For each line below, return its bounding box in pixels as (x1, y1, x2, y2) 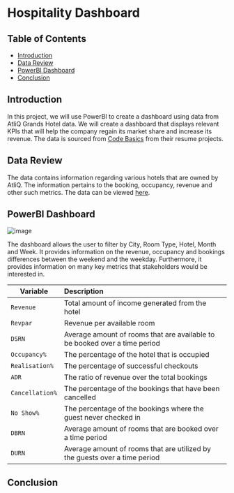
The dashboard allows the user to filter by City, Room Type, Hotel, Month (7, 240, 217, 249)
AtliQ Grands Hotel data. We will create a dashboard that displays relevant (7, 119, 219, 128)
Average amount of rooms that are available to (63, 330, 215, 339)
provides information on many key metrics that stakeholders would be (7, 263, 208, 271)
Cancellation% (10, 389, 58, 397)
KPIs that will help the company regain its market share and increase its (7, 127, 212, 135)
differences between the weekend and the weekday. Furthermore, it (7, 255, 202, 263)
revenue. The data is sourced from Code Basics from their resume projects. (7, 134, 224, 142)
